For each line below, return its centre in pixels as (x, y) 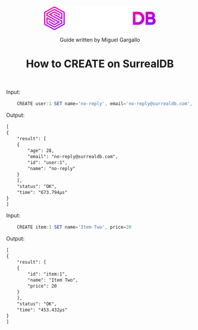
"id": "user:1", (48, 162)
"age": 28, (41, 150)
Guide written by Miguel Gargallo (100, 40)
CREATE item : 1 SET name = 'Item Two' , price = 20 (74, 227)
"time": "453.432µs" (42, 310)
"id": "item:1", (48, 274)
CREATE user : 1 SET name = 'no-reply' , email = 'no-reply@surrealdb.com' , (105, 104)
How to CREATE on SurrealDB (100, 64)
